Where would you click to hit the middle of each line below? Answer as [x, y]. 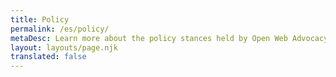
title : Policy [40, 19]
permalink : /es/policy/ [60, 29]
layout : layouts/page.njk [64, 47]
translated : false [48, 57]
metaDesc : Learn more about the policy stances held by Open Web [149, 38]
